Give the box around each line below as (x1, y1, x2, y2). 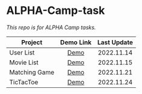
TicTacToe (9, 78, 39, 86)
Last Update (97, 38, 134, 46)
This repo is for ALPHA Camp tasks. (6, 24, 96, 31)
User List (9, 48, 35, 56)
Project (21, 38, 43, 46)
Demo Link (60, 38, 92, 46)
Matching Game (9, 68, 54, 76)
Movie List (9, 58, 39, 67)
